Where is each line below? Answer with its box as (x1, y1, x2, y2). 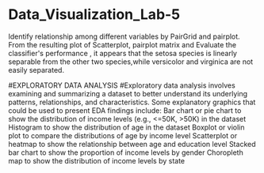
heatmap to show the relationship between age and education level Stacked (8, 139, 256, 149)
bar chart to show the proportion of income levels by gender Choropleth (8, 148, 243, 157)
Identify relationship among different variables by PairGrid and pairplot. (8, 32, 240, 41)
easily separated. (8, 65, 65, 74)
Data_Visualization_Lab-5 (8, 6, 181, 24)
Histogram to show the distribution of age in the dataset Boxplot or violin (8, 122, 245, 132)
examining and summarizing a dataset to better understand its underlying (8, 88, 248, 98)
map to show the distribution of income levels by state (8, 156, 186, 165)
